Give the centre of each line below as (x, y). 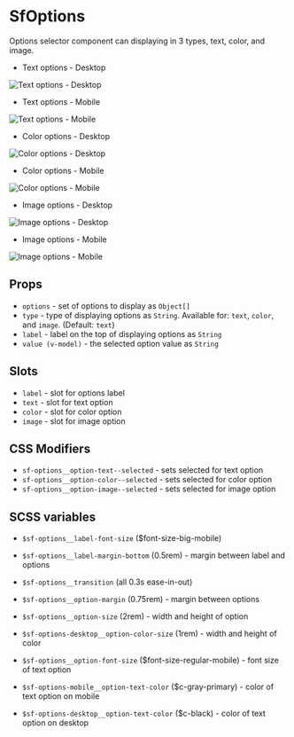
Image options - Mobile (65, 239)
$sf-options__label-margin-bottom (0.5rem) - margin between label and (154, 555)
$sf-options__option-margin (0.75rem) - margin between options (140, 600)
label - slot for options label (73, 393)
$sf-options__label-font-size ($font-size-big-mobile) (122, 538)
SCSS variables (53, 517)
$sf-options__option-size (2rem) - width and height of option (135, 616)
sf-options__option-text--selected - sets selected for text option (143, 470)
